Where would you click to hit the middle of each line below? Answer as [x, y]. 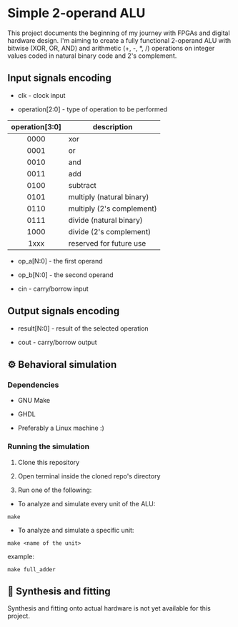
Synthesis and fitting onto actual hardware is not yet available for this [109, 608]
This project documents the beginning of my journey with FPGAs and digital [119, 33]
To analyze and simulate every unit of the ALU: [86, 503]
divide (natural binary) [105, 220]
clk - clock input [41, 95]
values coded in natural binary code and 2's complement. [92, 56]
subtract [82, 185]
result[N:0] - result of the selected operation [83, 328]
